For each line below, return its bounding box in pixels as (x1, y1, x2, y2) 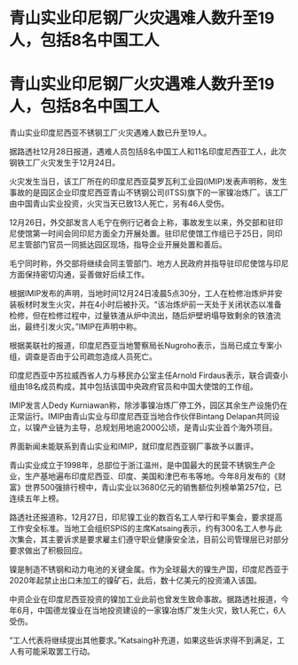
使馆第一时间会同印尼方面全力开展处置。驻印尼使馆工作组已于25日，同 (16, 228, 275, 239)
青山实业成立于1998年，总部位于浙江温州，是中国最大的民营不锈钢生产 (9, 460, 268, 471)
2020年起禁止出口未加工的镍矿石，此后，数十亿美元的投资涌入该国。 (9, 575, 262, 586)
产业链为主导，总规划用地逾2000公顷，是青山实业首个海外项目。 (39, 422, 278, 433)
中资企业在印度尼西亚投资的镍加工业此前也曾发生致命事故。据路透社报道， (9, 594, 281, 605)
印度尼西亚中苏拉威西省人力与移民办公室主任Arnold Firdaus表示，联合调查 (9, 370, 281, 381)
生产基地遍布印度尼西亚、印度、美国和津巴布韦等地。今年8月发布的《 (24, 471, 278, 481)
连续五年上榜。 (9, 493, 64, 504)
